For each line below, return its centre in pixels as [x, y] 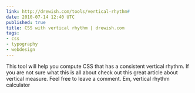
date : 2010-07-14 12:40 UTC [41, 17]
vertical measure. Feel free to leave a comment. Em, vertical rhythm [88, 78]
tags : [13, 33]
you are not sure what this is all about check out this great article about [92, 72]
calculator [18, 85]
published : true [26, 22]
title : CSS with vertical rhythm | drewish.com [65, 28]
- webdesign [21, 50]
